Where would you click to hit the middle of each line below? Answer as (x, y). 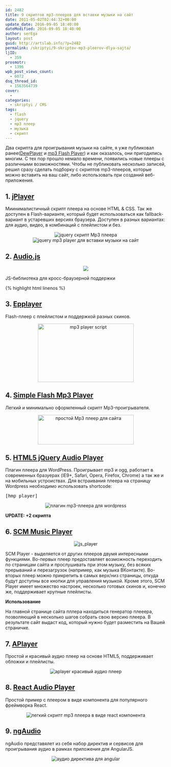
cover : (12, 91)
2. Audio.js (23, 256)
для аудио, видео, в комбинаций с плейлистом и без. (63, 225)
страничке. (17, 628)
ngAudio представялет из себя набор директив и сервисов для (74, 744)
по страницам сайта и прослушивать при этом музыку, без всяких (78, 565)
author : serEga (21, 34)
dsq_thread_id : (21, 81)
